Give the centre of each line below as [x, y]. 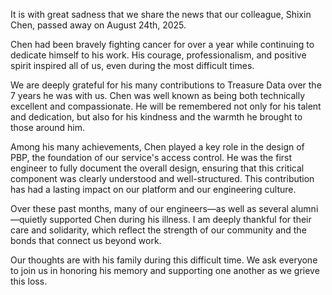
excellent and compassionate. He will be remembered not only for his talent [166, 106]
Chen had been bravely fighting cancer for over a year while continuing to [162, 44]
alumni [304, 208]
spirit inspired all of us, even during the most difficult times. [132, 65]
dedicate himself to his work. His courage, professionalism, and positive [158, 55]
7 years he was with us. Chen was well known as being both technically [158, 95]
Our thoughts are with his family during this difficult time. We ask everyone [164, 260]
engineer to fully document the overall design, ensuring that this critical [157, 168]
